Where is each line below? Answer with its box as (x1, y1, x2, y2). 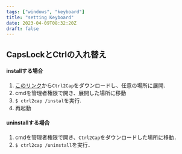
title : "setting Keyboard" (6, 14, 74, 20)
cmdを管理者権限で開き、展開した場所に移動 (14, 89, 127, 96)
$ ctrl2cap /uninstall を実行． (14, 141, 93, 149)
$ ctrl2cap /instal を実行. (14, 97, 81, 104)
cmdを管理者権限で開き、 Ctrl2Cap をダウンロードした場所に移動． (14, 134, 180, 141)
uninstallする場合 (6, 119, 50, 126)
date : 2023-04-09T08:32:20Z (6, 20, 77, 26)
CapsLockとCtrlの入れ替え (6, 49, 107, 60)
